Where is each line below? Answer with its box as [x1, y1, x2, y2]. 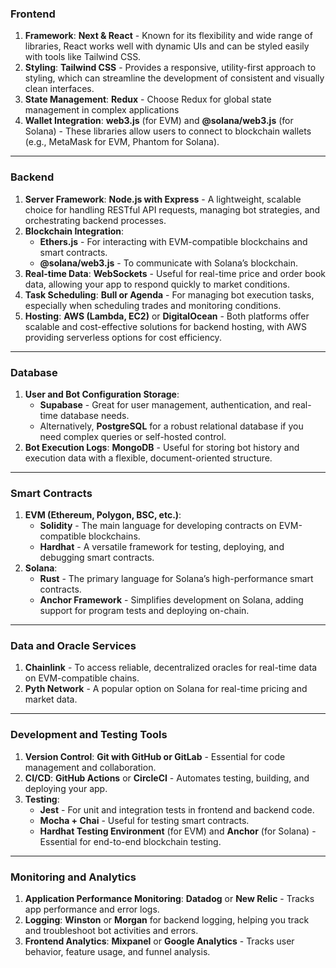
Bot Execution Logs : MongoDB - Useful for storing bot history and [24, 441, 300, 453]
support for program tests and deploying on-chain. [39, 605, 250, 617]
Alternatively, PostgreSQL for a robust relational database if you [39, 420, 304, 432]
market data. [24, 693, 78, 706]
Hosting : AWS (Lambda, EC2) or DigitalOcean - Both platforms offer [24, 310, 310, 322]
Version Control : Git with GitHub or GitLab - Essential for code [24, 750, 286, 762]
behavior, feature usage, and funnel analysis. [24, 946, 211, 958]
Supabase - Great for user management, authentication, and [39, 398, 290, 411]
